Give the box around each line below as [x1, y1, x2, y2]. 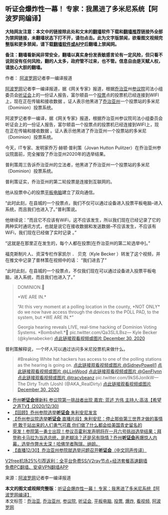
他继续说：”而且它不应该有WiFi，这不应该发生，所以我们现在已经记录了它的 [5, 217, 161, 223]
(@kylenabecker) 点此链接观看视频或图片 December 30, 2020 [17, 335, 145, 341]
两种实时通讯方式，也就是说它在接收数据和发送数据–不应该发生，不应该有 [5, 223, 156, 229]
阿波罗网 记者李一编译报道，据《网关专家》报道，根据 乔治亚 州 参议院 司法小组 [5, 85, 163, 91]
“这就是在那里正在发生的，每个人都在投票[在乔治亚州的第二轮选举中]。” [5, 240, 150, 246]
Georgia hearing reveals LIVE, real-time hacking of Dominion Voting [17, 324, 157, 330]
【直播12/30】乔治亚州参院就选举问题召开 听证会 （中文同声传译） [12, 447, 147, 453]
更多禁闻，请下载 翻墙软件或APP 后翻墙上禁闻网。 [18, 41, 119, 47]
